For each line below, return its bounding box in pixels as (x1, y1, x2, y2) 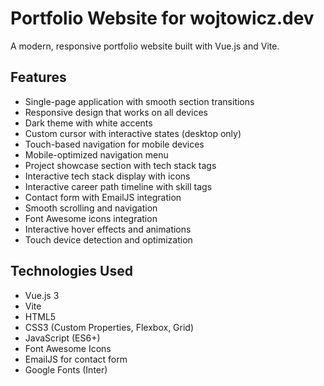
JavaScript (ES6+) (24, 332, 101, 344)
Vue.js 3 (24, 289, 60, 301)
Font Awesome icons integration (24, 212, 158, 224)
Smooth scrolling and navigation (24, 202, 158, 214)
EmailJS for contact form (24, 353, 128, 365)
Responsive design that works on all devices (24, 106, 208, 118)
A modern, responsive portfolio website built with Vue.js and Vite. (10, 40, 280, 52)
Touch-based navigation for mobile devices (24, 138, 205, 150)
